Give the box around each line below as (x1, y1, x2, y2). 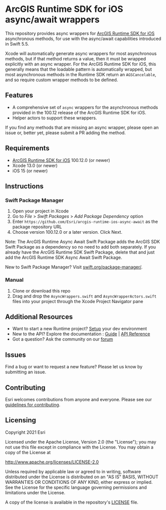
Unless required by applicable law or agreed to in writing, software (5, 468, 141, 474)
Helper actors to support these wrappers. (12, 115, 98, 121)
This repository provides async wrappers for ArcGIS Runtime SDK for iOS (5, 30, 155, 36)
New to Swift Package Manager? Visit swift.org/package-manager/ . (5, 264, 143, 270)
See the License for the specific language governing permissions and (5, 484, 147, 490)
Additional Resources (5, 312, 73, 321)
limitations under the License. (5, 489, 65, 496)
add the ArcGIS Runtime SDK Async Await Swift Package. (5, 255, 122, 260)
